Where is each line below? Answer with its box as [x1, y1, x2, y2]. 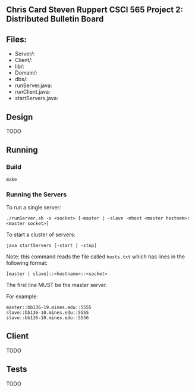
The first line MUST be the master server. [6, 282, 108, 288]
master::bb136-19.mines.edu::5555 [6, 304, 92, 310]
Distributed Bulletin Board [6, 14, 104, 24]
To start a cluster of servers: [6, 231, 76, 238]
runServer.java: [14, 82, 52, 89]
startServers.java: [14, 95, 58, 102]
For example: [6, 293, 39, 300]
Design [6, 112, 33, 122]
